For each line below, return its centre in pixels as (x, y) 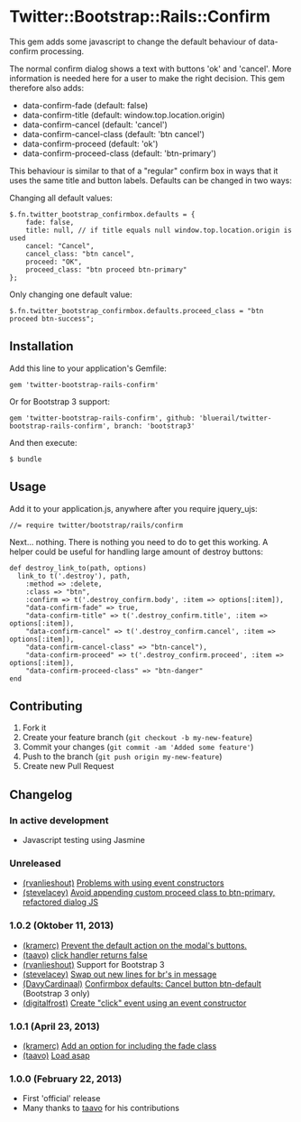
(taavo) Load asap (56, 1055)
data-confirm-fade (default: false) (85, 105)
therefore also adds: (46, 88)
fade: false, (50, 222)
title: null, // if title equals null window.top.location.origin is (159, 230)
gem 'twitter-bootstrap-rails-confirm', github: (102, 418)
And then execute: (43, 442)
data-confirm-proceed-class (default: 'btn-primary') (119, 153)
